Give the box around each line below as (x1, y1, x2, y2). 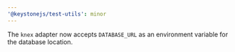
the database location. (7, 37, 73, 46)
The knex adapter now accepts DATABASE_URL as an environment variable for (7, 30, 229, 38)
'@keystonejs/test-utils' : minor (7, 10, 107, 18)
